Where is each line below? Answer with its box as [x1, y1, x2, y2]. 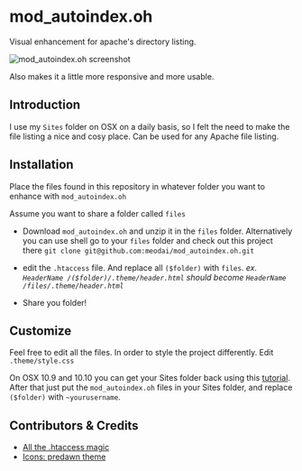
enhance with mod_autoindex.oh [9, 190, 127, 201]
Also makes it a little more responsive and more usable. [9, 70, 215, 82]
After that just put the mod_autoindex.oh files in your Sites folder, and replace [9, 382, 293, 393]
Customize [9, 323, 72, 338]
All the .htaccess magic [22, 442, 110, 453]
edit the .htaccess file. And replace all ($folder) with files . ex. [22, 262, 258, 272]
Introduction [9, 97, 81, 113]
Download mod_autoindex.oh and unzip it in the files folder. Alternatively [22, 226, 293, 236]
